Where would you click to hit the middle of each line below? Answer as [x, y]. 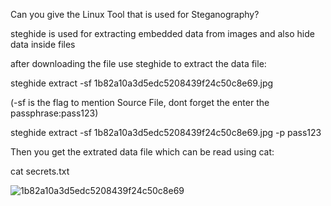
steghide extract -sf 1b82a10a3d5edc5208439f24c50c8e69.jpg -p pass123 [166, 132]
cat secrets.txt [40, 171]
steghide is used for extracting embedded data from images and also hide [162, 33]
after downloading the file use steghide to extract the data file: [138, 63]
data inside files [43, 44]
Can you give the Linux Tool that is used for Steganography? [135, 14]
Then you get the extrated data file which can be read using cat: [142, 152]
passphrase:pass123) [54, 113]
